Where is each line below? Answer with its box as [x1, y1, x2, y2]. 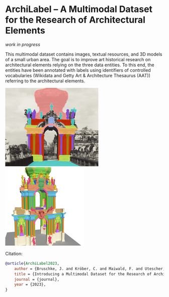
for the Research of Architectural [5, 14, 146, 26]
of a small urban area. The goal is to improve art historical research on [5, 56, 151, 62]
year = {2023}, [14, 282, 46, 287]
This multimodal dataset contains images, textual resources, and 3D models [5, 51, 162, 57]
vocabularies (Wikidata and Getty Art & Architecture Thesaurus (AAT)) [5, 72, 151, 78]
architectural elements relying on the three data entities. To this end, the [5, 62, 154, 68]
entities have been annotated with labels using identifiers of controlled [5, 67, 151, 73]
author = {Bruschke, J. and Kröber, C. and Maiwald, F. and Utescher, [14, 266, 165, 271]
